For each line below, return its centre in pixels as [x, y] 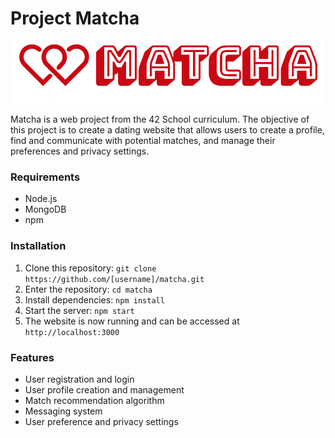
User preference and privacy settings [101, 422]
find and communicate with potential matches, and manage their [143, 141]
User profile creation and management [104, 390]
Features [32, 357]
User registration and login [79, 379]
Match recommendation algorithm [94, 401]
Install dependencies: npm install [94, 299]
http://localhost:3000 [72, 332]
